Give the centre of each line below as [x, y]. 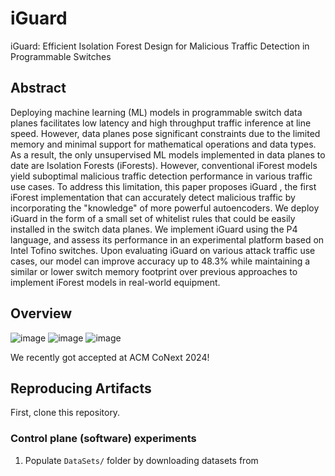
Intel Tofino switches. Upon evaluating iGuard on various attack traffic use [163, 250]
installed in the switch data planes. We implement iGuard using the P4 [154, 229]
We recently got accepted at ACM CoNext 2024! [110, 357]
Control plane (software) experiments [103, 439]
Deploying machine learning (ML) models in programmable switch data [156, 112]
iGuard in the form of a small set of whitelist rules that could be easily [153, 218]
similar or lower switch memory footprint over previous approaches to [154, 271]
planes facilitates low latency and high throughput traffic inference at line [161, 123]
